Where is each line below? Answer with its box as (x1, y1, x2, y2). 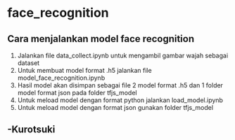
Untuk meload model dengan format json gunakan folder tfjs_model (17, 104, 213, 111)
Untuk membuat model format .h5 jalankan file (17, 66, 153, 74)
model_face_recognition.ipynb (17, 73, 106, 82)
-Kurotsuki (7, 124, 56, 136)
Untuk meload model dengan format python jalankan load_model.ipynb (17, 96, 224, 104)
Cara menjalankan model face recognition (7, 33, 195, 45)
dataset (17, 59, 40, 67)
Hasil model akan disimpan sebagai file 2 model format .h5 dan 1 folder (17, 81, 224, 89)
